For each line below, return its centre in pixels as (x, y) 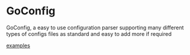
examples (18, 45)
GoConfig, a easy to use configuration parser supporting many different (95, 27)
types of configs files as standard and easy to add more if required (89, 33)
